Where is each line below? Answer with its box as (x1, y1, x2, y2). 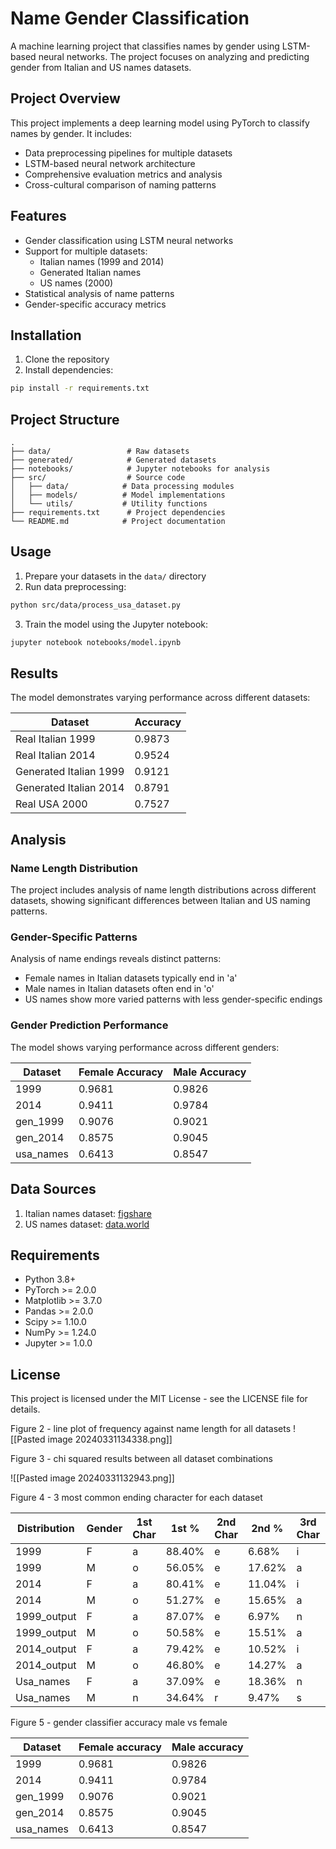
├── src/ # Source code (10, 473, 186, 483)
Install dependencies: (24, 364, 114, 376)
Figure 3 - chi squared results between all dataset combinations (10, 1453, 273, 1465)
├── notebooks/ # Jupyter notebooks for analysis (10, 464, 271, 474)
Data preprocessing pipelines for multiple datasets (24, 147, 233, 159)
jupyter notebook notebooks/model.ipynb (10, 637, 182, 647)
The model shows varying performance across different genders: (10, 1041, 280, 1053)
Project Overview (10, 90, 121, 107)
